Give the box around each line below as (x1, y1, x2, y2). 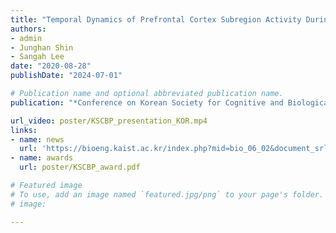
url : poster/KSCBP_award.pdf (19, 162, 141, 173)
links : (10, 125, 38, 135)
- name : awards (10, 153, 74, 163)
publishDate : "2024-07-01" (10, 71, 123, 81)
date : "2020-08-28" (10, 61, 92, 71)
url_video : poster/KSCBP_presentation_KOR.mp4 (10, 116, 208, 126)
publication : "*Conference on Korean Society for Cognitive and (10, 97, 284, 108)
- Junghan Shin (10, 42, 74, 53)
